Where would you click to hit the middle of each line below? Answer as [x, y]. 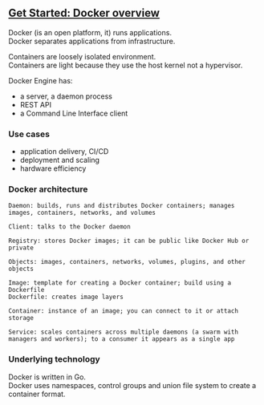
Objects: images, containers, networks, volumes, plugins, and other [127, 262]
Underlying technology [54, 359]
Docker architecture [48, 189]
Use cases [29, 134]
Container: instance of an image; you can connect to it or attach [124, 311]
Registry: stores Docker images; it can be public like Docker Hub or [129, 241]
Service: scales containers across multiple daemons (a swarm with [124, 332]
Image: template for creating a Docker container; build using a [120, 283]
